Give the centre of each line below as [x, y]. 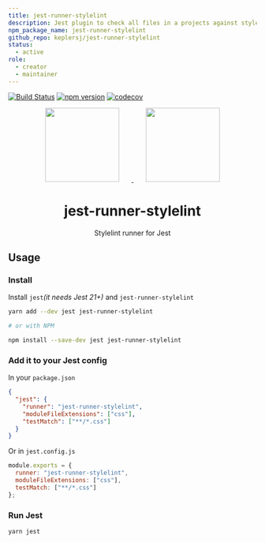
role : [17, 60]
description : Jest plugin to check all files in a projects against [123, 23]
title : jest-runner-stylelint [58, 15]
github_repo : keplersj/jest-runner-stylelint [84, 37]
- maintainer [37, 74]
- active [30, 52]
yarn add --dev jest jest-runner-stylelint [81, 312]
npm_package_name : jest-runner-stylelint [77, 30]
